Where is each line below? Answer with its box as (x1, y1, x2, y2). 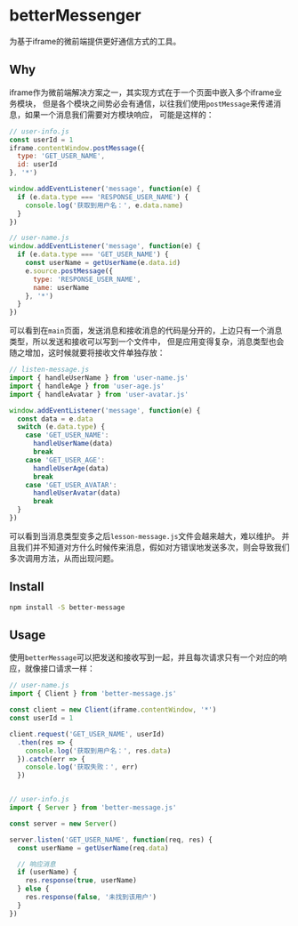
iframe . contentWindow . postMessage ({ (9, 143, 145, 152)
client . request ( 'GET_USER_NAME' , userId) (9, 729, 165, 738)
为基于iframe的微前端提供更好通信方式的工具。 (9, 36, 181, 46)
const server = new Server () (9, 819, 117, 828)
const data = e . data (17, 415, 93, 423)
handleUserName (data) (32, 439, 114, 448)
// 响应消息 (17, 859, 56, 868)
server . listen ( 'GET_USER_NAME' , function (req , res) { (9, 835, 213, 844)
